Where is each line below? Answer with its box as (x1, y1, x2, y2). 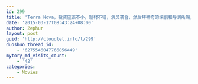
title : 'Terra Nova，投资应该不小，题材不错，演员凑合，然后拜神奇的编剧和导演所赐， (6, 14, 195, 20)
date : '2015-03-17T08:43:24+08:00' (6, 20, 94, 25)
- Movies (17, 69, 38, 75)
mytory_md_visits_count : (6, 53, 67, 59)
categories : (6, 63, 35, 70)
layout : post (6, 31, 38, 37)
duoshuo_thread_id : (6, 42, 54, 48)
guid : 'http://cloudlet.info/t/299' (6, 36, 96, 42)
